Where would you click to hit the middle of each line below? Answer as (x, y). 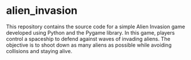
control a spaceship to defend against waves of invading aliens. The (88, 39)
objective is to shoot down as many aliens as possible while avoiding (89, 45)
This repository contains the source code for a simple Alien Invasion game (96, 27)
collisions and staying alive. (39, 51)
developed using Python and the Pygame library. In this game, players (91, 32)
